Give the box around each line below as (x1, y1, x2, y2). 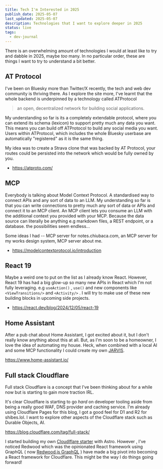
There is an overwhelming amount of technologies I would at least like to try (5, 47, 157, 54)
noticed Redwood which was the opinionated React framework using (5, 444, 143, 449)
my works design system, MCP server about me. (5, 238, 103, 244)
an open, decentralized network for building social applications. (17, 105, 145, 111)
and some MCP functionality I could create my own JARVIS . (5, 348, 125, 354)
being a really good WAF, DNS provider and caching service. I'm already (5, 404, 150, 410)
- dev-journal (9, 35, 38, 40)
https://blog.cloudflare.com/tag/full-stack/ (5, 429, 90, 435)
